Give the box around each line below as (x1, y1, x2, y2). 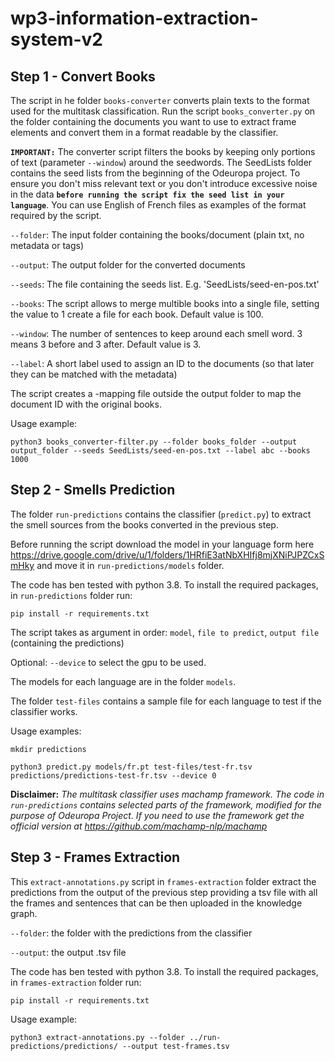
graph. (10, 907, 38, 919)
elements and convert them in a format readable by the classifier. (10, 127, 279, 138)
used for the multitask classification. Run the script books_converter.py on (10, 105, 316, 117)
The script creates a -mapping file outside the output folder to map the (10, 388, 302, 399)
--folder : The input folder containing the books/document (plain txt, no (10, 229, 305, 241)
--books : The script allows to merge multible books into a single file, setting (10, 298, 320, 309)
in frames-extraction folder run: (10, 976, 142, 988)
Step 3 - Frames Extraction (10, 849, 181, 866)
